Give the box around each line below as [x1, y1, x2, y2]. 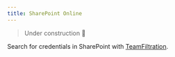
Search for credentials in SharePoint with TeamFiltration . [7, 42, 169, 50]
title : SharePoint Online [7, 10, 82, 17]
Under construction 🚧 [24, 29, 86, 37]
